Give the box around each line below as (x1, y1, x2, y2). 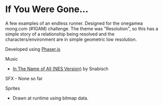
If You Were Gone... (5, 4, 88, 15)
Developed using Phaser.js (5, 46, 61, 52)
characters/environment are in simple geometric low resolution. (5, 36, 137, 42)
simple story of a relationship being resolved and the (5, 31, 115, 37)
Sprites (5, 85, 20, 91)
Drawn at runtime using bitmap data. (12, 95, 89, 101)
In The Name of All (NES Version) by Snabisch (12, 66, 108, 72)
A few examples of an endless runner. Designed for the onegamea (5, 20, 143, 26)
